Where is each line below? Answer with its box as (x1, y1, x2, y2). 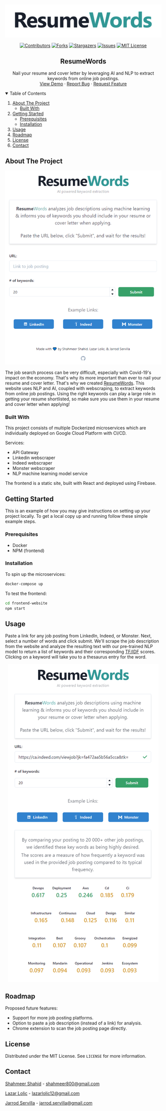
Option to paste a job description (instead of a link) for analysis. (12, 1020, 142, 1026)
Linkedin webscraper (12, 455, 55, 461)
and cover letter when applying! (5, 401, 70, 407)
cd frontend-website (5, 601, 48, 606)
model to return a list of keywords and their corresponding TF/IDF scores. (5, 648, 156, 655)
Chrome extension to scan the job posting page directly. (12, 1025, 127, 1031)
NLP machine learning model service (12, 470, 88, 476)
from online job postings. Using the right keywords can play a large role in (5, 391, 156, 397)
